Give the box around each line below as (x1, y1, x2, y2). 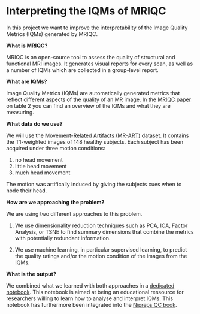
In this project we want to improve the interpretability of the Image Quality (6, 24, 188, 31)
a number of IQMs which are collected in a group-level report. (6, 66, 159, 73)
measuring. (6, 108, 34, 116)
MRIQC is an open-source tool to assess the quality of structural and (6, 53, 175, 61)
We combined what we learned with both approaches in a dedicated (6, 282, 175, 289)
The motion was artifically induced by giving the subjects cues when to (6, 180, 182, 188)
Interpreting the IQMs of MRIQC (6, 4, 166, 18)
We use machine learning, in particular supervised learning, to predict (14, 246, 187, 253)
